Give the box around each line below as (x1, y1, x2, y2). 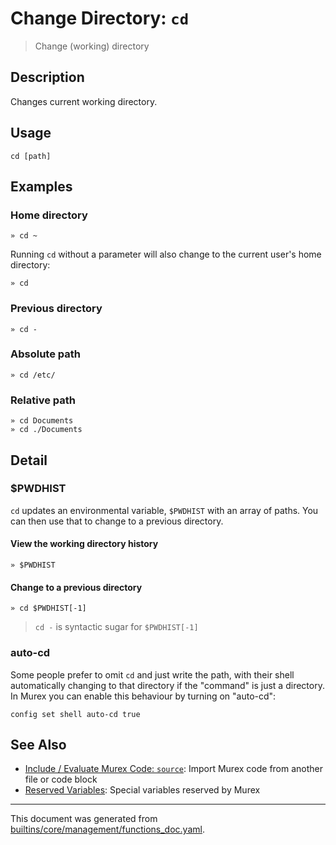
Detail (10, 452, 48, 469)
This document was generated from (10, 813, 158, 825)
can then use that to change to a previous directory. (10, 515, 224, 527)
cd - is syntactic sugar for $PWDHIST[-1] (34, 621, 199, 633)
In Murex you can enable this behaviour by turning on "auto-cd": (10, 690, 277, 702)
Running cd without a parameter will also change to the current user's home (10, 248, 322, 261)
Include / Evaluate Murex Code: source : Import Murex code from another (24, 763, 324, 775)
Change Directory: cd (10, 7, 190, 30)
